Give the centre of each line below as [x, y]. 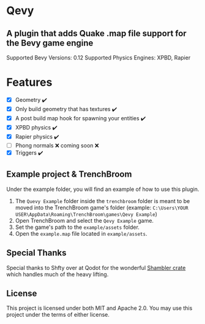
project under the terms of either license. [58, 315]
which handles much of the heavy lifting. [58, 274]
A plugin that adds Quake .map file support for [96, 33]
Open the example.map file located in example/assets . [81, 233]
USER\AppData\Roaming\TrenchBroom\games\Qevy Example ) [86, 214]
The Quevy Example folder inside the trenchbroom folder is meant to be [102, 201]
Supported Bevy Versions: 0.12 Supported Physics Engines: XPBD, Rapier [99, 58]
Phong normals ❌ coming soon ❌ [57, 145]
